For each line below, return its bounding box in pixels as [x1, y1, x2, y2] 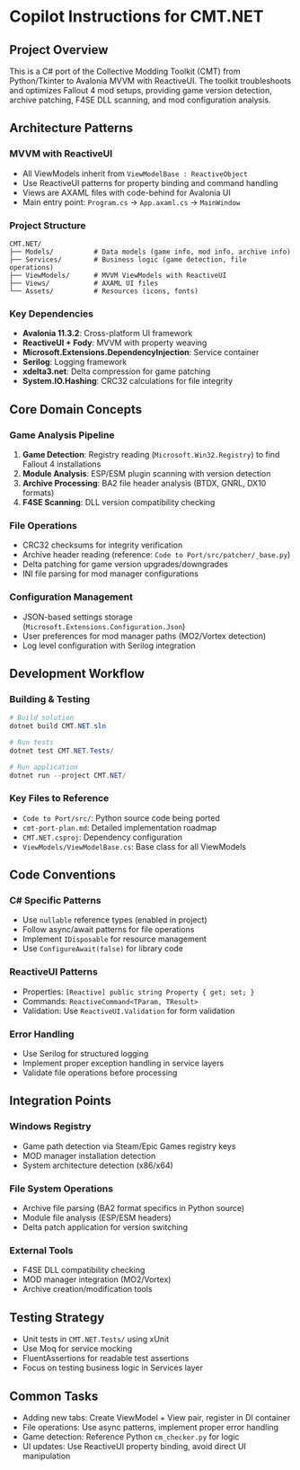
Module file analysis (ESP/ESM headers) [22, 1212, 172, 1224]
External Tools [9, 1243, 74, 1256]
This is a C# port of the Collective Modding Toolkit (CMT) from [9, 66, 241, 76]
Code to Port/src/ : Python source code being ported [22, 812, 220, 824]
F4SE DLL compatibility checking [22, 1265, 146, 1276]
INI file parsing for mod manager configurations [22, 568, 199, 579]
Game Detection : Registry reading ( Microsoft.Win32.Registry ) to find [22, 449, 280, 459]
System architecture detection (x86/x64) [22, 1160, 173, 1171]
